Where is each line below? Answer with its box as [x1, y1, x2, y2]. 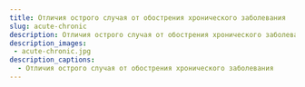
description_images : [9, 38, 88, 48]
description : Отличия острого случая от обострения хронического [9, 30, 261, 39]
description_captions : [9, 55, 95, 64]
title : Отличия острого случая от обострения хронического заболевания [9, 13, 286, 23]
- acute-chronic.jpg [13, 47, 92, 56]
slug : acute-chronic [9, 22, 88, 31]
